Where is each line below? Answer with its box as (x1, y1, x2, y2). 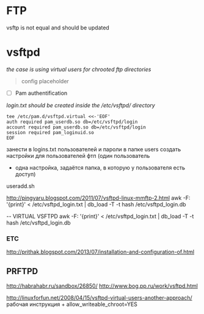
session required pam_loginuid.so (6, 129, 95, 135)
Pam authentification (15, 89, 68, 97)
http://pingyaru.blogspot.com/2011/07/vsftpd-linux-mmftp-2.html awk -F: (6, 194, 191, 201)
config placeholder (21, 77, 69, 84)
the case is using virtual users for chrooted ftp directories (6, 65, 151, 73)
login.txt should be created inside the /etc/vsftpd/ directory (6, 102, 156, 109)
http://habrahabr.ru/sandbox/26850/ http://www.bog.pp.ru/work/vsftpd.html (6, 282, 199, 290)
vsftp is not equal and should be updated (6, 24, 110, 31)
